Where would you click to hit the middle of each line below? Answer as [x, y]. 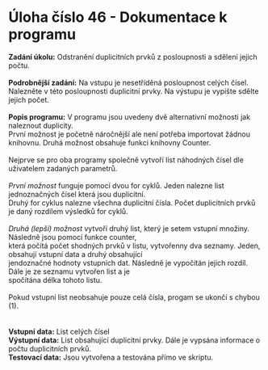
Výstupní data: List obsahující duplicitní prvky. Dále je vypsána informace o [134, 340]
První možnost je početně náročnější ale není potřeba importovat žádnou [129, 134]
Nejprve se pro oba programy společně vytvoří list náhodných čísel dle [126, 160]
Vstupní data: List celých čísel [59, 331]
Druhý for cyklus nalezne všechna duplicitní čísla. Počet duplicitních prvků [132, 203]
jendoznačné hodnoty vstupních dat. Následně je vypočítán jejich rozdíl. [128, 263]
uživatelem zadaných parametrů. [63, 168]
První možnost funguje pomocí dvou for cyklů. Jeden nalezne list [116, 185]
